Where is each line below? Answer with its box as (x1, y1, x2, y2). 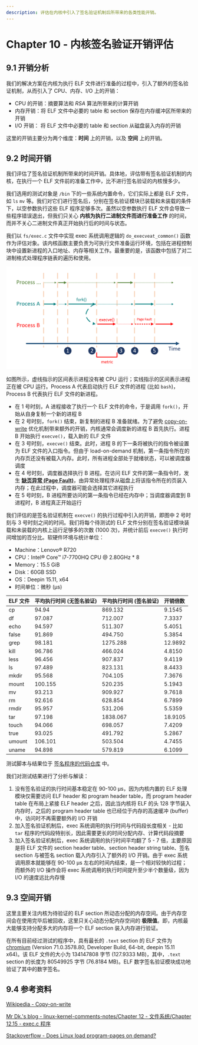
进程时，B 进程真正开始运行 (14, 499, 82, 506)
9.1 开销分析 (6, 63, 49, 73)
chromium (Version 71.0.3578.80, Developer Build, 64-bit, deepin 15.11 (6, 943, 175, 950)
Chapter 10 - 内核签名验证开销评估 (6, 37, 174, 51)
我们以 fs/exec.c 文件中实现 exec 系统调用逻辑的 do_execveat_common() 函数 (6, 232, 191, 240)
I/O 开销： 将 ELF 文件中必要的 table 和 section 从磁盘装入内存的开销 (14, 122, 181, 129)
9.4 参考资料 (6, 985, 52, 995)
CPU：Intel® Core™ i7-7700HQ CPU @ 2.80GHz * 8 (14, 554, 140, 561)
